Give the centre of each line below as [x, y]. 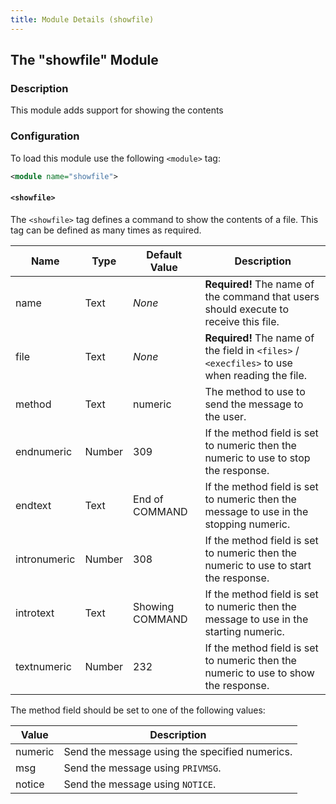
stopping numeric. [247, 524]
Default [164, 254]
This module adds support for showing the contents [117, 110]
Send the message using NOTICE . [140, 784]
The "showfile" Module [84, 60]
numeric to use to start [258, 565]
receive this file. [242, 321]
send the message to [254, 404]
